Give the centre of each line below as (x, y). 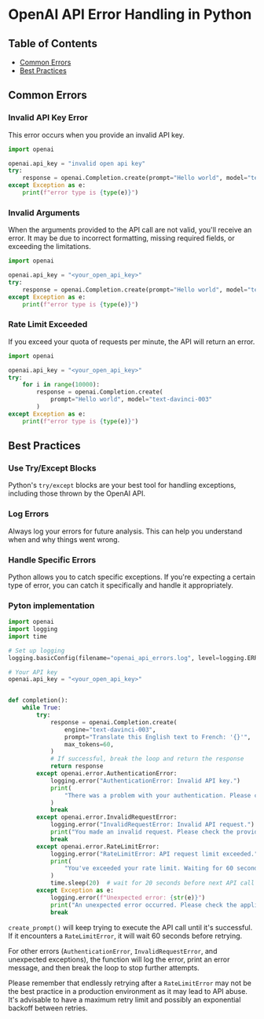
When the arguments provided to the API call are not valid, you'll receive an (130, 230)
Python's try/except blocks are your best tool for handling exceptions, (122, 486)
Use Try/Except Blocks (52, 467)
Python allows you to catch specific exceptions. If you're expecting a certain (132, 577)
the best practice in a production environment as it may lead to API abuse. (128, 991)
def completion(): (38, 701)
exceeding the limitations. (50, 247)
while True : (42, 708)
